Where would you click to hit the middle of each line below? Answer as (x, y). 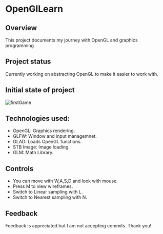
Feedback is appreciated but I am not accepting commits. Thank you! (78, 226)
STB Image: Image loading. (41, 147)
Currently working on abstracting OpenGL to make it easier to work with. (82, 74)
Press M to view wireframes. (43, 186)
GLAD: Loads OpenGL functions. (47, 142)
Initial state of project (40, 90)
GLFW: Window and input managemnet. (55, 136)
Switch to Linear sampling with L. (48, 192)
